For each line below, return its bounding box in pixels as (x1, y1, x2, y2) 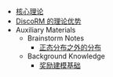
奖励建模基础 (38, 61, 81, 70)
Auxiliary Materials (15, 26, 76, 34)
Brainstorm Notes (27, 33, 85, 43)
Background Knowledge (27, 51, 106, 61)
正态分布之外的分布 (38, 43, 102, 52)
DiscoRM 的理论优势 (15, 16, 82, 26)
